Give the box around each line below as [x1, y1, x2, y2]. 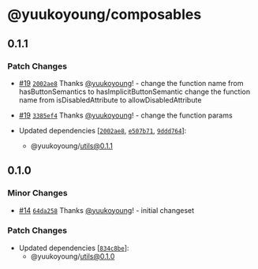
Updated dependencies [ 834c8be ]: [18, 243, 129, 252]
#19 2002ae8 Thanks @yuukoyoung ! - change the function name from [18, 78, 244, 88]
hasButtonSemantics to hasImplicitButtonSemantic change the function [18, 87, 250, 96]
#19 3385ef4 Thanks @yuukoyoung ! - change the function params [18, 110, 234, 120]
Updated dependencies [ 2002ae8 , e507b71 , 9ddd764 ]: [18, 125, 187, 135]
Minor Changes [7, 188, 68, 199]
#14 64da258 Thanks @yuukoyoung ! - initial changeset [18, 205, 195, 215]
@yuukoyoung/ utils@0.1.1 [30, 140, 114, 151]
